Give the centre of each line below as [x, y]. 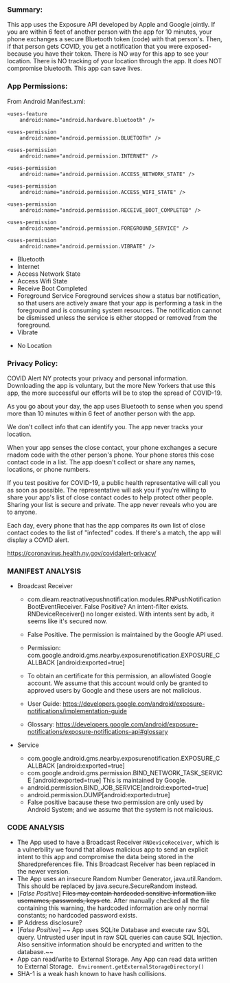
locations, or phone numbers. [49, 469]
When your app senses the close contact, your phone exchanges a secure [112, 447]
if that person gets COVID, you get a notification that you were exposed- [109, 47]
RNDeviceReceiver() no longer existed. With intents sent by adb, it [120, 614]
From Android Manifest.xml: [46, 101]
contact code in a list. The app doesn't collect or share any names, [101, 462]
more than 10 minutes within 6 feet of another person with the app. [101, 413]
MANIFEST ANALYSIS [44, 571]
